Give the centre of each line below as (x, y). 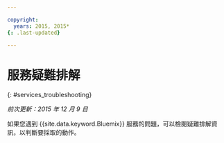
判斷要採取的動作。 (53, 133)
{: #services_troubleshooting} (50, 95)
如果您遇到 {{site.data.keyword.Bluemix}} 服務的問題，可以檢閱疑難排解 (109, 124)
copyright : (23, 19)
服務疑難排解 (44, 75)
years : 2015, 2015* (42, 26)
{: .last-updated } (34, 33)
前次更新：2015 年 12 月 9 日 (48, 109)
